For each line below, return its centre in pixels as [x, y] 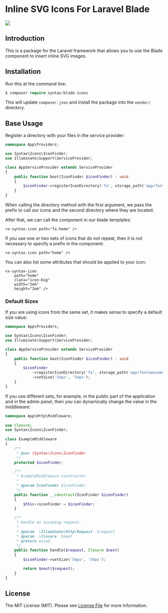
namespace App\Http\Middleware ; [39, 416]
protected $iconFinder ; [39, 462]
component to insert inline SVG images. [46, 56]
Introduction [25, 39]
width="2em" [26, 284]
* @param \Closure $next [44, 536]
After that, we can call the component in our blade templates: [68, 220]
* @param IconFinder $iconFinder [51, 486]
